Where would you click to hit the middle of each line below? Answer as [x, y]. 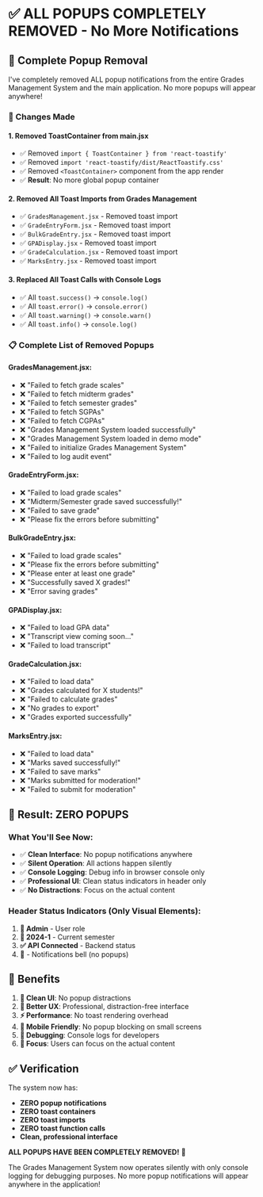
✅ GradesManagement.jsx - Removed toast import [99, 216]
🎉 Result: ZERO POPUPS [69, 815]
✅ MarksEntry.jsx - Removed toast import [88, 261]
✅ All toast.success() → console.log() [84, 297]
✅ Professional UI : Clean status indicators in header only [113, 881]
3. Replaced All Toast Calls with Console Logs [85, 279]
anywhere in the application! [54, 1184]
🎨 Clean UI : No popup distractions [75, 998]
